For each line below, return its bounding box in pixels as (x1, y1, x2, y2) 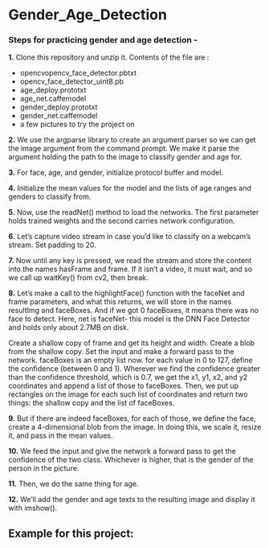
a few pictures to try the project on (19, 119, 135, 130)
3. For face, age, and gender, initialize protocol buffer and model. (8, 167, 223, 178)
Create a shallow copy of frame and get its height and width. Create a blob (8, 338, 255, 348)
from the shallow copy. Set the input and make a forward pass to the (8, 347, 234, 356)
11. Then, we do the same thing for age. (8, 479, 139, 488)
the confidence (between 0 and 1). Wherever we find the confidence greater (8, 364, 261, 373)
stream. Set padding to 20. (8, 240, 96, 250)
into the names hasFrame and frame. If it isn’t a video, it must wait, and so (8, 264, 253, 274)
